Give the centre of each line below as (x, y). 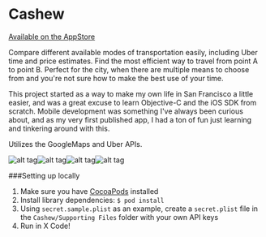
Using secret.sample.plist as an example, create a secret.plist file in (139, 209)
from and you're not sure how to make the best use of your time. (116, 78)
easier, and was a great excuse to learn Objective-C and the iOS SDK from (133, 102)
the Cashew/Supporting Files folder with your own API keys (119, 217)
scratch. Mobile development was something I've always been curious (126, 111)
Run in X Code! (45, 226)
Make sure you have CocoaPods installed (89, 191)
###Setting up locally (44, 175)
